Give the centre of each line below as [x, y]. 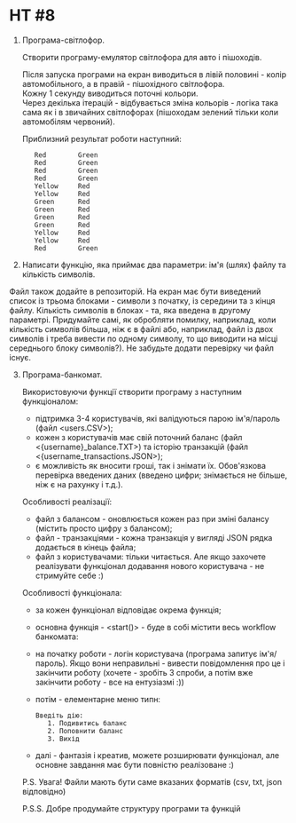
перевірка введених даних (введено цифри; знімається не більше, [161, 475]
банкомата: [57, 637]
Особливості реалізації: [67, 502]
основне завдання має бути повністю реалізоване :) [135, 764]
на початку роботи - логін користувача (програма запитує [146, 653]
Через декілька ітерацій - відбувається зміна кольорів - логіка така [150, 102]
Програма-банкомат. [62, 375]
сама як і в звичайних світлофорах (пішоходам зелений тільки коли [150, 112]
